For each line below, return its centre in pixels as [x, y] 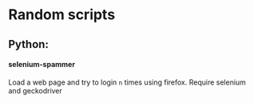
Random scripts [62, 15]
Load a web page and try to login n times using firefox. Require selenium [127, 82]
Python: [29, 44]
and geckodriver [35, 90]
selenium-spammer [42, 65]
